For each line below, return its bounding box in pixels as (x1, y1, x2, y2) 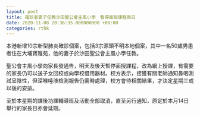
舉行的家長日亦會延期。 (6, 105, 64, 112)
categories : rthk (6, 25, 49, 31)
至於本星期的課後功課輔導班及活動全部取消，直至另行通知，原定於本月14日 (6, 97, 189, 105)
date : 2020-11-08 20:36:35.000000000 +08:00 (6, 20, 118, 26)
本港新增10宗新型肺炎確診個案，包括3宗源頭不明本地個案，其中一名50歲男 (6, 42, 189, 49)
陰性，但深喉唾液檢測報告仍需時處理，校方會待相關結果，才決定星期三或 (16, 77, 194, 84)
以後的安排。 (6, 84, 37, 92)
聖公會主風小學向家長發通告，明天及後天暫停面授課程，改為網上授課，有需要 (6, 62, 194, 69)
